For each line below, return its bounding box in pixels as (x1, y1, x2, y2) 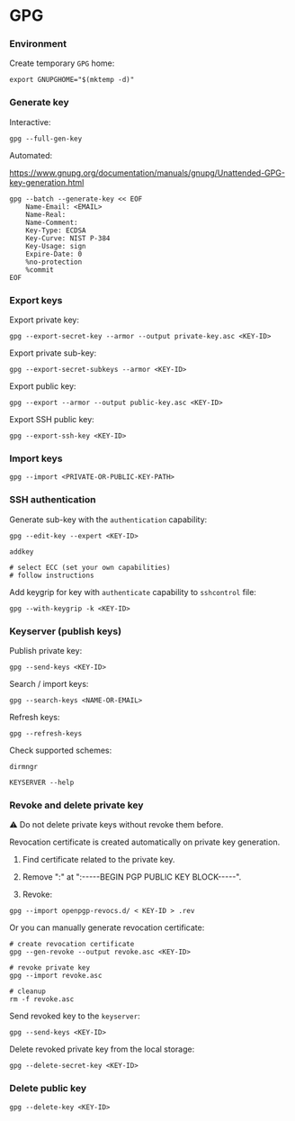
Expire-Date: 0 (25, 249, 83, 258)
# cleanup (9, 987, 47, 996)
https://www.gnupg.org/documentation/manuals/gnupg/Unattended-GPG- (9, 167, 286, 178)
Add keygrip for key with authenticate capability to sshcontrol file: (9, 586, 256, 597)
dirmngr (9, 762, 39, 771)
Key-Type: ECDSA (25, 226, 87, 235)
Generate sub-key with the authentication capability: (9, 514, 208, 525)
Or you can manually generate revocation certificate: (9, 922, 205, 933)
